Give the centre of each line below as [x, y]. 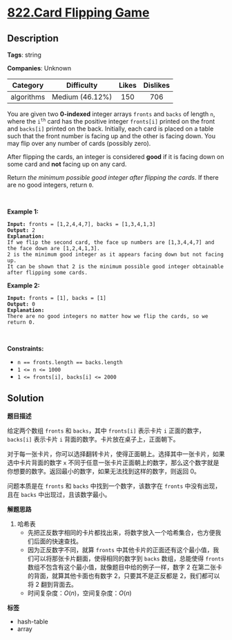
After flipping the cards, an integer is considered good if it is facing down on [116, 157]
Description [33, 38]
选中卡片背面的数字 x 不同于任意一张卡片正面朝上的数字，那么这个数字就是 [113, 462]
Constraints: [26, 348]
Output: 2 [21, 230]
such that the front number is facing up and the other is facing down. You [112, 136]
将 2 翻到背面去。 [52, 584]
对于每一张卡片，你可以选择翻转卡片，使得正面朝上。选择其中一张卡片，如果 [116, 453]
